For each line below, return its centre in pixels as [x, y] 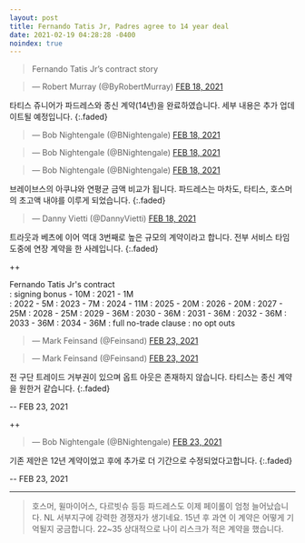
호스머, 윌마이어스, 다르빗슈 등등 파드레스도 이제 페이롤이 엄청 [141, 507]
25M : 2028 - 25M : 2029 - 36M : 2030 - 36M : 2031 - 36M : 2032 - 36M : [148, 314]
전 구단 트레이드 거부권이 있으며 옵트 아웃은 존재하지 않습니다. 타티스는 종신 [143, 377]
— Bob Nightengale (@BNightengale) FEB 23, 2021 [127, 442]
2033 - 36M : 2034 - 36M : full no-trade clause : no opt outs [123, 323]
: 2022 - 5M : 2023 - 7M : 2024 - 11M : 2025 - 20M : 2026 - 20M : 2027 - [146, 304]
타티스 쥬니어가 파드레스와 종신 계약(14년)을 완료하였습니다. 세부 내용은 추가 [144, 106]
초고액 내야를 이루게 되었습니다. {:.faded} [92, 200]
